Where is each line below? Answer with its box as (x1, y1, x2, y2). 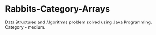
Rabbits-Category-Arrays (5, 3, 110, 14)
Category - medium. (5, 24, 46, 30)
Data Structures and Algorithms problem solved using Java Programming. (5, 19, 152, 25)
